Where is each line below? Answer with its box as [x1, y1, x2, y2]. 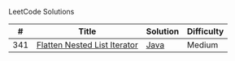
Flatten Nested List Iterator [36, 39, 138, 51]
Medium [186, 39, 219, 51]
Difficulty [186, 26, 224, 37]
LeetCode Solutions [8, 7, 75, 16]
